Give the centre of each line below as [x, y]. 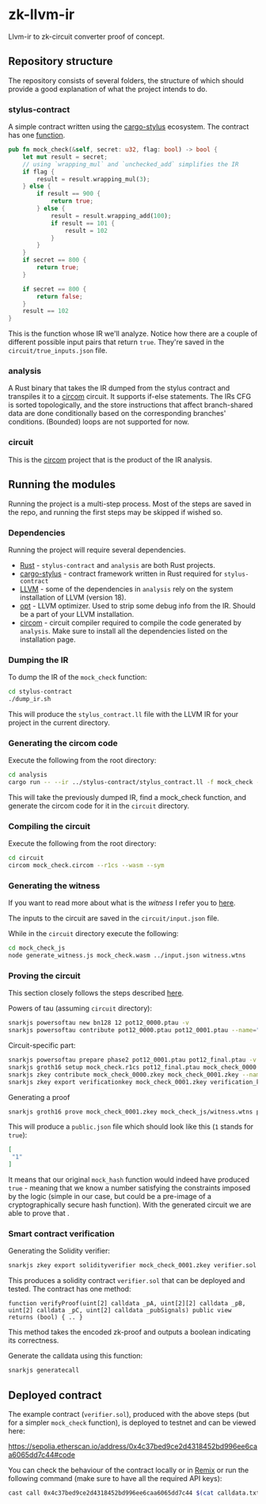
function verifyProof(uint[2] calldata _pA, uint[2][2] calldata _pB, [127, 1304]
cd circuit [26, 858]
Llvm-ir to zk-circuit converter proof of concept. [86, 36]
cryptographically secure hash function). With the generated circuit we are [130, 1205]
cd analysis [28, 775]
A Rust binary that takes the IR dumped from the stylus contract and [119, 388]
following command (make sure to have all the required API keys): [115, 1478]
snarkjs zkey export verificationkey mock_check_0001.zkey [108, 1082]
